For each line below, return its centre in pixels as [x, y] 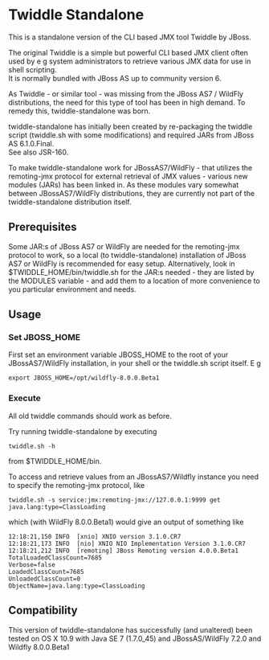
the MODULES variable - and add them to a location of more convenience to [134, 281]
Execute [25, 398]
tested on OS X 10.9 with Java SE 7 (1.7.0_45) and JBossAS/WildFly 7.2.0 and [135, 638]
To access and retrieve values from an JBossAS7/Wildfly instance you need [134, 477]
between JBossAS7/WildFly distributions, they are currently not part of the [132, 193]
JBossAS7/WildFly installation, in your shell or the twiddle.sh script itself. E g [134, 363]
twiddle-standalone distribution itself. [70, 202]
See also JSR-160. [39, 152]
